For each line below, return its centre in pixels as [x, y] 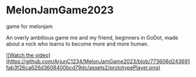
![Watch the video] [28, 55]
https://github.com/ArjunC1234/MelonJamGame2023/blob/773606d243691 [99, 61]
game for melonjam [29, 26]
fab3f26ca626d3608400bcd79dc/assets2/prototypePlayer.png [82, 67]
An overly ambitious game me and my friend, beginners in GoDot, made [92, 37]
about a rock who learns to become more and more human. [77, 44]
